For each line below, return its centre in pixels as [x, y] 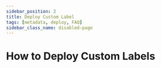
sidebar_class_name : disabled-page [49, 28]
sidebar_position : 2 [31, 11]
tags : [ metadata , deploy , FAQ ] [44, 22]
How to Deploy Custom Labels [81, 56]
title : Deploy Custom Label [40, 17]
